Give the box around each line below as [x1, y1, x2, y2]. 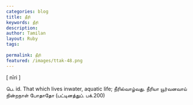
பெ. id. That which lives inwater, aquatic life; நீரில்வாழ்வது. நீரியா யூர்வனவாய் [6, 85, 187, 92]
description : [6, 25, 38, 31]
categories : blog [6, 8, 49, 15]
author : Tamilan [6, 31, 46, 36]
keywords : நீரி [6, 19, 38, 25]
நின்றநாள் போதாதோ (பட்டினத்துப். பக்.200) [6, 92, 105, 99]
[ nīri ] [6, 74, 21, 81]
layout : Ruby [6, 36, 38, 42]
